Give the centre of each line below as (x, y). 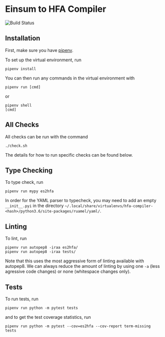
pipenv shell (18, 105)
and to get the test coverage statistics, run (48, 317)
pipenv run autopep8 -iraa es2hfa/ (42, 248)
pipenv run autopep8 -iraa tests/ (41, 252)
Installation (23, 38)
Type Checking (29, 170)
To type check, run (24, 182)
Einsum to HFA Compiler (56, 9)
